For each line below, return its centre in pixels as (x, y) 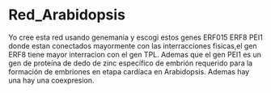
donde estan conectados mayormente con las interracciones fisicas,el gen (133, 45)
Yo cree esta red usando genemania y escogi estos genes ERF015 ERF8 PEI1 (135, 37)
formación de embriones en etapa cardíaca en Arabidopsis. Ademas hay (129, 71)
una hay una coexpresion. (51, 80)
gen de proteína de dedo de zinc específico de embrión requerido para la (131, 63)
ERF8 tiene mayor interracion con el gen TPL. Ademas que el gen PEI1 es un (135, 54)
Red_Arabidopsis (67, 15)
